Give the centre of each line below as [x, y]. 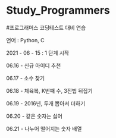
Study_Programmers [58, 10]
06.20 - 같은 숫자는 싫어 [34, 116]
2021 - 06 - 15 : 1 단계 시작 [38, 53]
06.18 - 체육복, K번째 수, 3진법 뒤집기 [50, 90]
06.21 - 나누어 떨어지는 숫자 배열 [44, 128]
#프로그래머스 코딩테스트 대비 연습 [46, 27]
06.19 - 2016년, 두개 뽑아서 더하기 [46, 103]
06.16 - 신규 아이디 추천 [34, 65]
